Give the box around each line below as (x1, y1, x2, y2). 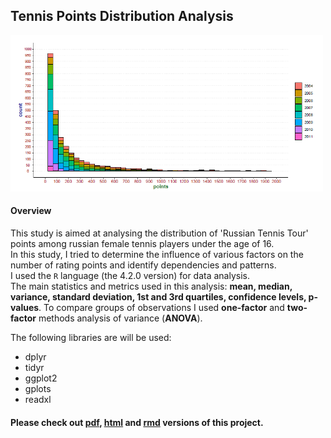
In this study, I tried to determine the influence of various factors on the (10, 249, 304, 261)
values (10, 302, 40, 314)
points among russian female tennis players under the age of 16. (10, 238, 275, 250)
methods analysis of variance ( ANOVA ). (38, 312, 203, 324)
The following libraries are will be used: (10, 332, 172, 344)
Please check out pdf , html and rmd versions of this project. (10, 416, 264, 428)
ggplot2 (24, 372, 58, 384)
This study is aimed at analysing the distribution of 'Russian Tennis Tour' (10, 227, 309, 239)
